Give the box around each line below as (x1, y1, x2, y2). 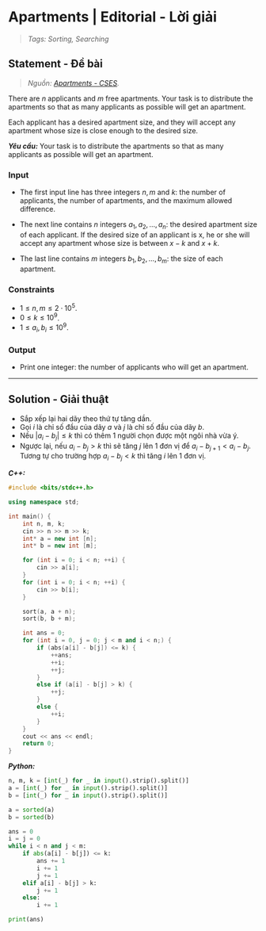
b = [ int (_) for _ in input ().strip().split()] (8, 791, 169, 799)
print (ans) (8, 916, 44, 924)
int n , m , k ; (22, 519, 66, 527)
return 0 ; (22, 740, 55, 748)
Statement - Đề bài (8, 57, 103, 71)
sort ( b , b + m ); (22, 615, 77, 623)
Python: (8, 761, 36, 771)
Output (8, 344, 36, 355)
